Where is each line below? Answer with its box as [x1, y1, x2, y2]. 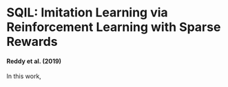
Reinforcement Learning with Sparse [6, 19, 221, 35]
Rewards [6, 34, 58, 49]
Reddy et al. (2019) [6, 57, 62, 65]
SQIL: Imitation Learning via [6, 5, 168, 21]
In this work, [6, 72, 42, 80]
